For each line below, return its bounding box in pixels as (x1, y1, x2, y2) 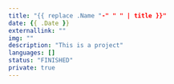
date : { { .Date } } (8, 19, 70, 27)
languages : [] (8, 49, 56, 57)
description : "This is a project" (8, 42, 124, 50)
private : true (8, 64, 56, 72)
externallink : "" (8, 26, 67, 34)
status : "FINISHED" (8, 57, 74, 65)
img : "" (8, 34, 34, 42)
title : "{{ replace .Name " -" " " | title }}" (8, 11, 167, 20)
